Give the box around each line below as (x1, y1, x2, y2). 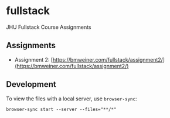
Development (6, 79, 57, 89)
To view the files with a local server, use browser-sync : (6, 95, 137, 102)
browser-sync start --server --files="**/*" (6, 106, 117, 112)
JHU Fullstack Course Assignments (6, 23, 91, 31)
